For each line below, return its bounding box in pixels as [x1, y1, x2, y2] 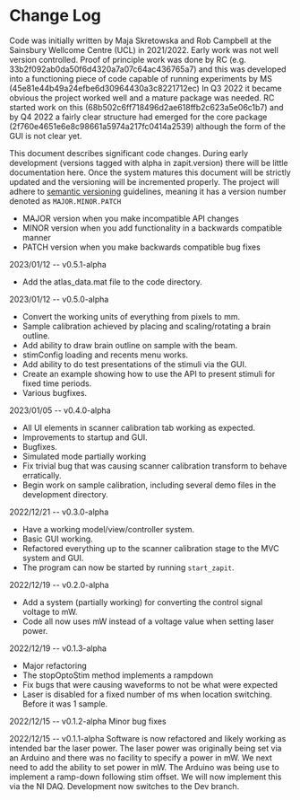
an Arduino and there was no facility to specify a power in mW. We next [9, 752, 273, 763]
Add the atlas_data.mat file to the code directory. [21, 276, 203, 287]
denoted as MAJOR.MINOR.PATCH [9, 195, 122, 207]
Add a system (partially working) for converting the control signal [21, 596, 263, 607]
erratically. [21, 470, 62, 480]
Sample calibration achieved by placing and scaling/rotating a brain [21, 321, 271, 331]
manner [21, 232, 51, 242]
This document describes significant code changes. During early [9, 147, 249, 158]
